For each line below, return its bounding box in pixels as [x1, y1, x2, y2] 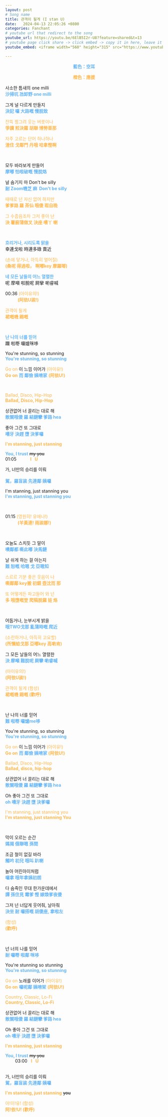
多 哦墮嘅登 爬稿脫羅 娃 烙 [5, 597, 58, 603]
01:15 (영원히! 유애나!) [5, 513, 48, 519]
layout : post [5, 7, 32, 13]
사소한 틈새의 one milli [5, 85, 49, 91]
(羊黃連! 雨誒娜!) [17, 520, 51, 526]
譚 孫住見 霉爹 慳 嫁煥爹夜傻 [5, 891, 62, 897]
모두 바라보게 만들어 [5, 162, 44, 168]
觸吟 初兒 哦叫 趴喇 [5, 857, 43, 863]
